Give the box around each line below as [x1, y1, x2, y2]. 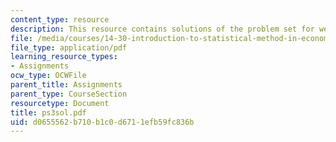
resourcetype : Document [10, 98, 110, 108]
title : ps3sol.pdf [10, 107, 87, 118]
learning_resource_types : [10, 52, 118, 62]
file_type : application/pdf [10, 42, 128, 53]
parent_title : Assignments [10, 80, 123, 90]
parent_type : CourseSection [10, 89, 128, 99]
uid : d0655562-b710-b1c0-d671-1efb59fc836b [10, 117, 195, 127]
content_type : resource [10, 14, 110, 25]
